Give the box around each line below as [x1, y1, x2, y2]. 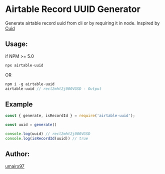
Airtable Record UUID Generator [5, 3, 141, 15]
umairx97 [5, 163, 25, 169]
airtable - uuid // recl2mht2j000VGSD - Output [5, 86, 101, 91]
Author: [5, 150, 30, 158]
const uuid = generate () [5, 122, 57, 127]
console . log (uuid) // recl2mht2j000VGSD [5, 131, 91, 136]
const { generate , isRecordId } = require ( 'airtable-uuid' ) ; [5, 113, 135, 118]
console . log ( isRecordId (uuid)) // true [5, 136, 88, 141]
